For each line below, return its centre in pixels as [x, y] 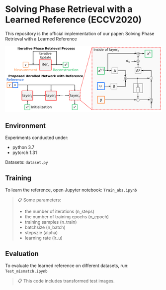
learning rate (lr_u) [44, 238]
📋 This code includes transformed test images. [66, 281]
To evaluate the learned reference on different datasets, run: [67, 266]
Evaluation [22, 253]
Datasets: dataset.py [27, 162]
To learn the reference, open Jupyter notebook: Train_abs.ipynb [71, 190]
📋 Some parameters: [39, 200]
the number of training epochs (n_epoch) [67, 217]
